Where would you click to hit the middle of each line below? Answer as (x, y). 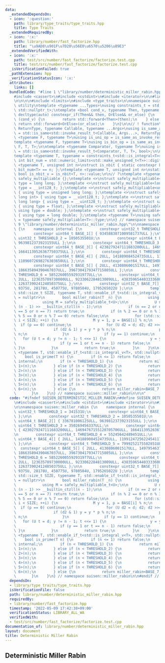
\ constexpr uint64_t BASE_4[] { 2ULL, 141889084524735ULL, (84, 257)
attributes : (22, 83)
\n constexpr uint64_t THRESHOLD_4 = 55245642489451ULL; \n (83, 435)
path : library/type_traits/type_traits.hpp (59, 23)
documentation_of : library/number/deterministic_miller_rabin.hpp (74, 627)
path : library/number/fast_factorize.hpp (57, 42)
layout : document (23, 631)
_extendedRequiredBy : (32, 32)
